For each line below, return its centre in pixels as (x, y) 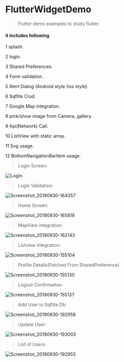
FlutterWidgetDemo (48, 9)
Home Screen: (33, 205)
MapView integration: (40, 225)
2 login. (13, 57)
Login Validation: (35, 186)
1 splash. (15, 47)
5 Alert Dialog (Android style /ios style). (47, 87)
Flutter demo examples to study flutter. (59, 24)
